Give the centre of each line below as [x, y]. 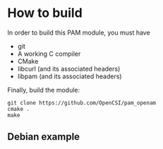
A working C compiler [49, 54]
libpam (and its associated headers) [70, 76]
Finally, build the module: [44, 90]
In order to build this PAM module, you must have [79, 32]
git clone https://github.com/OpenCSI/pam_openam [82, 103]
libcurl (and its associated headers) [69, 68]
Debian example [43, 137]
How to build [45, 13]
